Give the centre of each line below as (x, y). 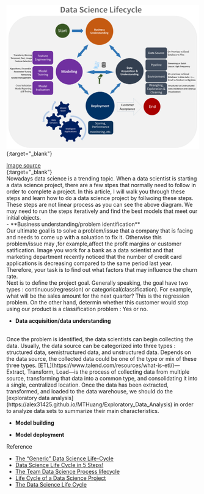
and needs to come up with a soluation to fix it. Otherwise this (84, 237)
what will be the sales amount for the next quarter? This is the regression (98, 296)
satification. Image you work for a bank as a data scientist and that (90, 250)
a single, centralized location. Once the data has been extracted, (88, 385)
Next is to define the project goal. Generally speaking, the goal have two (97, 283)
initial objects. (24, 217)
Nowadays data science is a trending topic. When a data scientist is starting (102, 178)
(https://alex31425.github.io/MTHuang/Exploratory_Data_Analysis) (89, 404)
